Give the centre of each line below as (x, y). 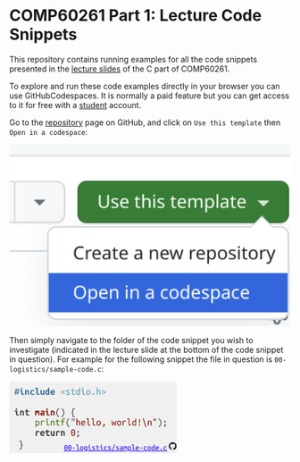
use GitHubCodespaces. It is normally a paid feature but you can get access (150, 96)
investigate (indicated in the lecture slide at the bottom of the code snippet (146, 350)
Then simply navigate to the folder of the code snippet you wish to (131, 340)
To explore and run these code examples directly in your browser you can (145, 86)
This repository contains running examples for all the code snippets (133, 59)
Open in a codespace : (49, 131)
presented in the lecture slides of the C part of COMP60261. (120, 69)
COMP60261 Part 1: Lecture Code (135, 16)
